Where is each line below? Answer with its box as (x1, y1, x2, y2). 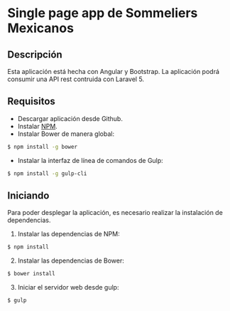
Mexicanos (7, 20, 75, 36)
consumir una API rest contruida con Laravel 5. (7, 75, 144, 83)
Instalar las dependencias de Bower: (17, 256, 124, 265)
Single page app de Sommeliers (7, 5, 198, 21)
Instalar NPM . (17, 122, 58, 130)
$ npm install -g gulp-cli (7, 169, 87, 177)
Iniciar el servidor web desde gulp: (17, 283, 119, 292)
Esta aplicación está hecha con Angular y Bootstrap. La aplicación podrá (7, 68, 220, 75)
